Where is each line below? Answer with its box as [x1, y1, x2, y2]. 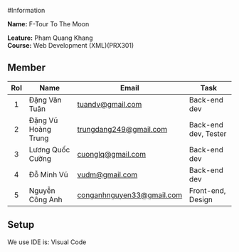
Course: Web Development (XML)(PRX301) [7, 41, 134, 49]
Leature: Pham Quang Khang [7, 33, 94, 42]
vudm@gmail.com [77, 169, 138, 179]
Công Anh [28, 194, 63, 204]
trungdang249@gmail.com [77, 124, 168, 134]
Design [188, 194, 213, 204]
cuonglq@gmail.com [77, 149, 147, 159]
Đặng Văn [28, 95, 62, 105]
